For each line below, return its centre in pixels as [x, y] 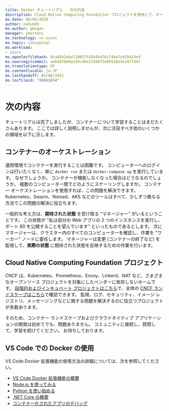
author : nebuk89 [22, 24]
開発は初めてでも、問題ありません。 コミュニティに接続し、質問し [87, 324]
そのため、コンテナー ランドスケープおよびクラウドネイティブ [69, 318]
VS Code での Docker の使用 [50, 348]
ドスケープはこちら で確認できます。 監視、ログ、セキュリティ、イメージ [80, 295]
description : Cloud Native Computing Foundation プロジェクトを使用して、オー [84, 15]
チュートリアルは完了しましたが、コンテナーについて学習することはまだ [80, 122]
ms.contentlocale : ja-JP [31, 71]
